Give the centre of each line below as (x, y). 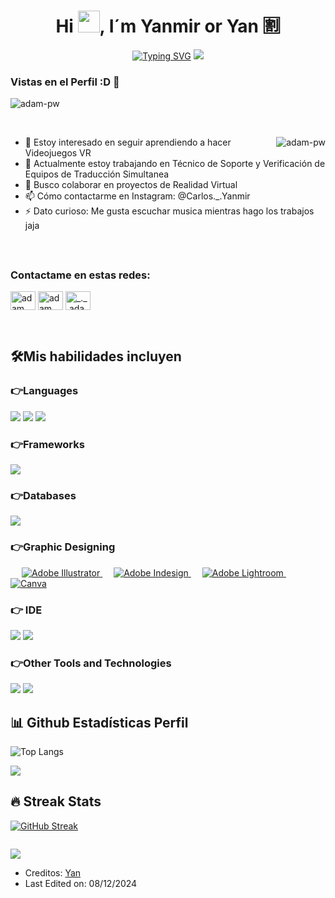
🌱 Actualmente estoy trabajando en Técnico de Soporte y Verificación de (175, 164)
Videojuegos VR (58, 153)
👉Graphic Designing (63, 547)
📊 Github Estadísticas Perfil (99, 722)
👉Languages (44, 391)
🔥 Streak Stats (56, 801)
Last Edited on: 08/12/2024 (81, 883)
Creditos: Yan (53, 872)
